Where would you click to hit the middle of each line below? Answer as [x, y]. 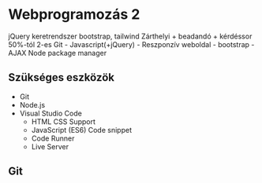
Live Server [50, 146]
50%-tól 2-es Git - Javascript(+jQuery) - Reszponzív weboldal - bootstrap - [131, 44]
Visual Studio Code [51, 113]
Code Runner [53, 138]
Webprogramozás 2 [74, 15]
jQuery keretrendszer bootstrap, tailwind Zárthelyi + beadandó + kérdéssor [130, 36]
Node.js [32, 104]
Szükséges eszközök [61, 77]
